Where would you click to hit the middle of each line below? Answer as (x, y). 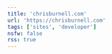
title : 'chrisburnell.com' (47, 14)
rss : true (22, 40)
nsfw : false (25, 33)
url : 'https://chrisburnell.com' (57, 20)
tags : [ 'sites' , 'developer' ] (52, 27)
